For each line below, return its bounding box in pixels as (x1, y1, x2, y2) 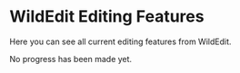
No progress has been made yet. (9, 53, 133, 64)
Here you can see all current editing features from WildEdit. (9, 36, 232, 47)
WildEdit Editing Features (9, 6, 205, 27)
